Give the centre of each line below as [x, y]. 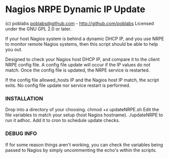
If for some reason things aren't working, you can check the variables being [84, 145]
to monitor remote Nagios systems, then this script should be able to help [82, 44]
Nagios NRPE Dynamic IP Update [75, 9]
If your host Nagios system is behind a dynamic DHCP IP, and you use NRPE [85, 39]
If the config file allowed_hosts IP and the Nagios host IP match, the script [82, 80]
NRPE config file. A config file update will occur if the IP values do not [78, 65]
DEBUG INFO [21, 134]
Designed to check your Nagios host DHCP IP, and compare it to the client [82, 59]
